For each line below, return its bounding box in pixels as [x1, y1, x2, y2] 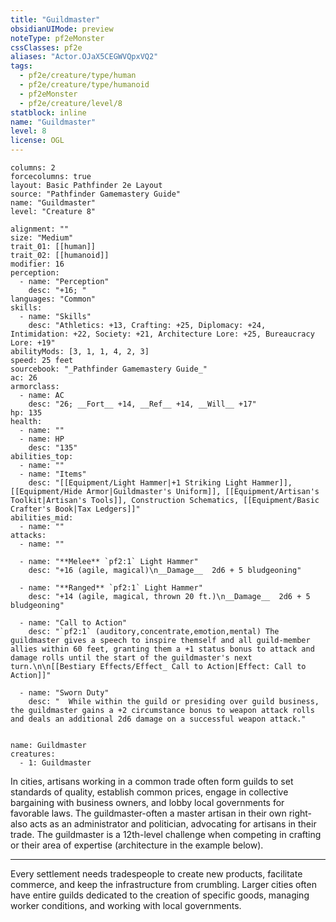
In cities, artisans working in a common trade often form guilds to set [10, 776, 294, 787]
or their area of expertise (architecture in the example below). [10, 839, 264, 851]
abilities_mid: [10, 513, 74, 523]
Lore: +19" [10, 338, 56, 348]
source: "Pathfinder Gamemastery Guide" [10, 189, 182, 199]
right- [288, 807, 313, 819]
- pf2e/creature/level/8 [19, 98, 123, 108]
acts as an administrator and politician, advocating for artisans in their [29, 818, 317, 830]
